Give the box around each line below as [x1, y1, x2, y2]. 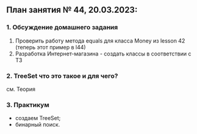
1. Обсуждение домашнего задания [6, 23, 118, 32]
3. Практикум [6, 100, 50, 109]
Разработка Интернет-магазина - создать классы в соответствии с [15, 50, 192, 57]
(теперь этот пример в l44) [15, 43, 87, 51]
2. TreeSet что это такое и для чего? [6, 71, 118, 80]
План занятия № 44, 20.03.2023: [6, 5, 138, 15]
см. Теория [6, 85, 35, 93]
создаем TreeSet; [15, 115, 61, 122]
